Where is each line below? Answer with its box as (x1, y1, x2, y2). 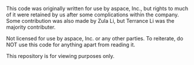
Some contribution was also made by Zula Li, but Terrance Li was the (6, 18, 174, 24)
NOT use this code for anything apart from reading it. (6, 41, 135, 48)
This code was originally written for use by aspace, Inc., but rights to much (6, 5, 188, 12)
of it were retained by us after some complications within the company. (6, 11, 179, 18)
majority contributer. (6, 23, 56, 30)
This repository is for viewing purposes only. (6, 53, 115, 59)
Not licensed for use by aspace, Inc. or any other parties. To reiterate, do (6, 35, 183, 42)
